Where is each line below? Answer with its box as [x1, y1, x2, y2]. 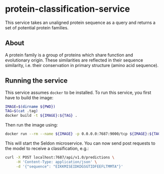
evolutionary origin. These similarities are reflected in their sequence [5, 57, 143, 63]
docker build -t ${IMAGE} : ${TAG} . [5, 113, 78, 118]
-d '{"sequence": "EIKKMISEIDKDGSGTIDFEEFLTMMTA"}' [16, 164, 123, 169]
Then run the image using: [5, 122, 58, 128]
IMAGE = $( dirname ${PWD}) [5, 104, 56, 109]
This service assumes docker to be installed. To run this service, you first [5, 89, 151, 95]
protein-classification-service [5, 3, 130, 15]
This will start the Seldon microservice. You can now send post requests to [5, 140, 156, 146]
